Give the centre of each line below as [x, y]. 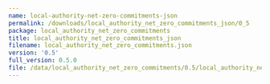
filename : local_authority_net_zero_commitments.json [100, 46]
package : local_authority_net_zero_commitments [90, 30]
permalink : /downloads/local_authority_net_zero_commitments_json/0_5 [129, 23]
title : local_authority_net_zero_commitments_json [95, 38]
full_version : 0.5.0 [43, 61]
